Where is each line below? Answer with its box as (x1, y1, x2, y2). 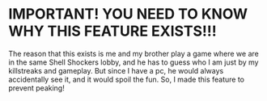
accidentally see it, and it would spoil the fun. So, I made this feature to (8, 74, 245, 84)
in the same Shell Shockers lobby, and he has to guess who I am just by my (8, 57, 259, 67)
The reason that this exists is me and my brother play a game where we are (8, 48, 259, 58)
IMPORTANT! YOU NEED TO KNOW (8, 5, 248, 23)
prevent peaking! (8, 82, 65, 93)
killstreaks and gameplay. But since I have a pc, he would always (8, 65, 224, 75)
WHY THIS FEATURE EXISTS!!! (8, 22, 217, 40)
